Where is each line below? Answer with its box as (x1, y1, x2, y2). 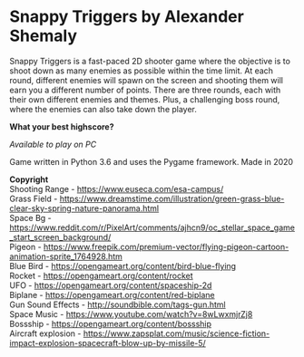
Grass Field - (9, 193, 58, 204)
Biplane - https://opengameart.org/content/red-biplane (9, 289, 215, 300)
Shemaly (9, 25, 77, 46)
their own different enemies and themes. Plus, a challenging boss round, (9, 93, 280, 105)
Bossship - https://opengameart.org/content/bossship (9, 318, 211, 329)
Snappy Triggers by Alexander (9, 6, 245, 27)
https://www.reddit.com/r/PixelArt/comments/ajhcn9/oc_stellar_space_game (9, 222, 295, 233)
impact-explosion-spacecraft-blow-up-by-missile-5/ (9, 337, 206, 348)
